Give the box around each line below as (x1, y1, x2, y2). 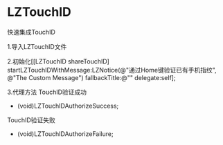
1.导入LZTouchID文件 (7, 42, 67, 50)
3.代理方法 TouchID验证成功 (7, 88, 87, 96)
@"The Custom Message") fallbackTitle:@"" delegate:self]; (7, 73, 176, 81)
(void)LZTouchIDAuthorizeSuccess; (17, 101, 119, 110)
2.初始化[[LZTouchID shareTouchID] (7, 57, 109, 66)
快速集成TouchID (7, 28, 55, 36)
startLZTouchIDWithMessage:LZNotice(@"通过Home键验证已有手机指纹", (7, 66, 217, 74)
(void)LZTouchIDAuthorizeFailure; (17, 129, 114, 138)
